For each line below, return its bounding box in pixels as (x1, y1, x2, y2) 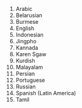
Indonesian (15, 31, 44, 38)
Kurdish (15, 57, 35, 64)
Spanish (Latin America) (15, 90, 77, 96)
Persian (15, 70, 35, 77)
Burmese (15, 18, 39, 25)
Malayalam (15, 63, 43, 71)
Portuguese (15, 76, 45, 84)
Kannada (15, 44, 38, 51)
